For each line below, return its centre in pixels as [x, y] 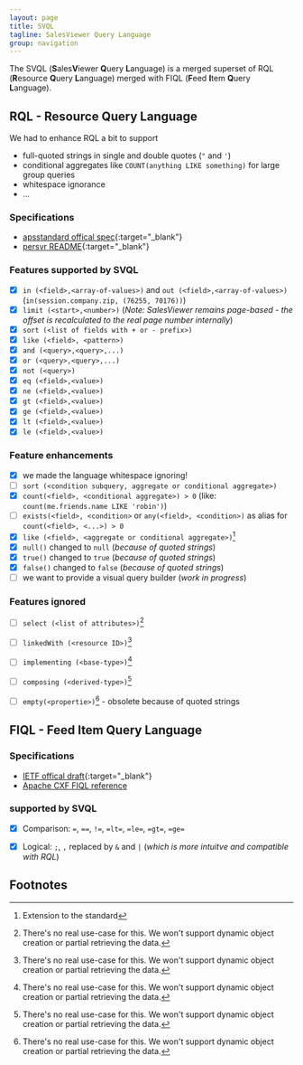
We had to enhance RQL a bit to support [84, 138]
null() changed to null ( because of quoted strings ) [119, 547]
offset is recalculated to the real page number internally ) [128, 320]
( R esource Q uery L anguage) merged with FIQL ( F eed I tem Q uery [130, 79]
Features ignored [48, 601]
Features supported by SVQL [74, 270]
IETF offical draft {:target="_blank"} [87, 776]
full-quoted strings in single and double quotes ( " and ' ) [127, 156]
